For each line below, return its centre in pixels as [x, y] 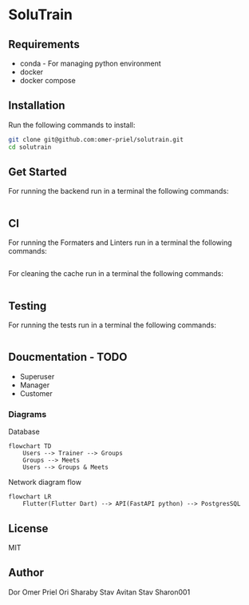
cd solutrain [30, 147]
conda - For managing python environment [90, 63]
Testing [28, 306]
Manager [35, 385]
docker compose [47, 80]
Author [26, 573]
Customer [36, 393]
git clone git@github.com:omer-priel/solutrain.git [96, 139]
